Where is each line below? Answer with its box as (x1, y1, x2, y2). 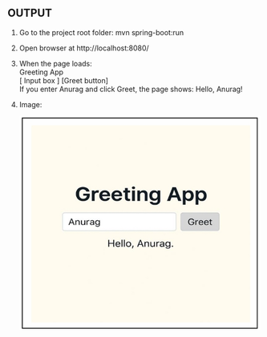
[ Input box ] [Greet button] (18, 75, 109, 85)
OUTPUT (7, 6, 53, 20)
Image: (18, 99, 42, 109)
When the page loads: (18, 58, 93, 68)
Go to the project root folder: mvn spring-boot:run (18, 27, 184, 37)
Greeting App (18, 67, 64, 77)
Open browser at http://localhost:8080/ (18, 43, 149, 53)
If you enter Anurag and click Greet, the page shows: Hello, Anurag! (18, 84, 243, 94)
